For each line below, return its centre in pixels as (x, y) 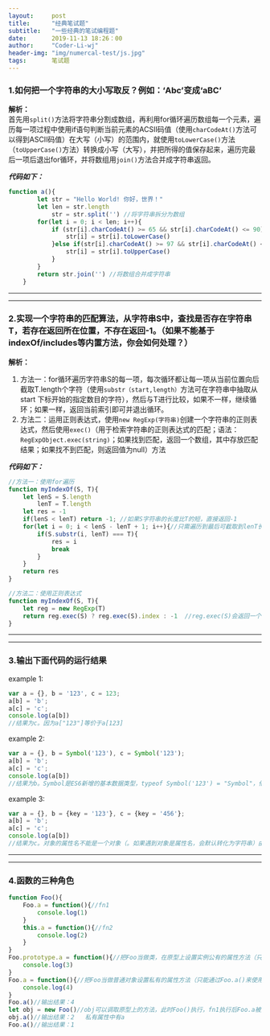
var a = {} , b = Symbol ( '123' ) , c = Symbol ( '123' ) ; (96, 754)
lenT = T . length (64, 504)
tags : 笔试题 (39, 61)
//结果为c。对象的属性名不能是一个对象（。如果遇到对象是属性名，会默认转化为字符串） (133, 844)
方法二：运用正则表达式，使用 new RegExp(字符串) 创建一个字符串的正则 (135, 419)
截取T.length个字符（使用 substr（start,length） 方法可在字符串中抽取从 (139, 389)
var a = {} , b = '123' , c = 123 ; (64, 693)
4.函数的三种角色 (41, 880)
